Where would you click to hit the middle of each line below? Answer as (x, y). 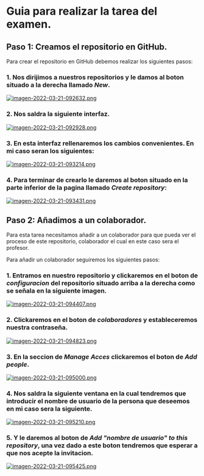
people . (18, 364)
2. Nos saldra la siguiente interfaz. (58, 114)
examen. (29, 24)
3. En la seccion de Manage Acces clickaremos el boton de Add (102, 357)
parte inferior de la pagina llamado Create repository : (87, 188)
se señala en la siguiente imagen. (57, 290)
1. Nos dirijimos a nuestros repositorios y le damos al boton (95, 77)
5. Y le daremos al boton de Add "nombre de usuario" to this (97, 438)
